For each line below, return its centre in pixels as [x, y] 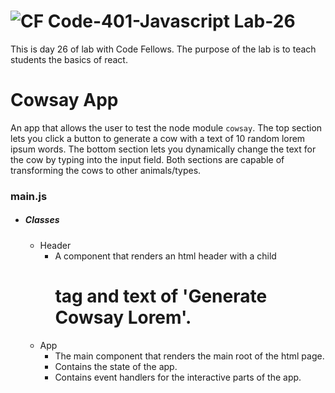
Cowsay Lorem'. [123, 317]
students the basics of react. [69, 59]
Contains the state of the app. [116, 366]
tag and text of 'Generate [161, 296]
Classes [42, 220]
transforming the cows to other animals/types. [106, 170]
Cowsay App [64, 100]
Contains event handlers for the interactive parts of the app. [178, 377]
